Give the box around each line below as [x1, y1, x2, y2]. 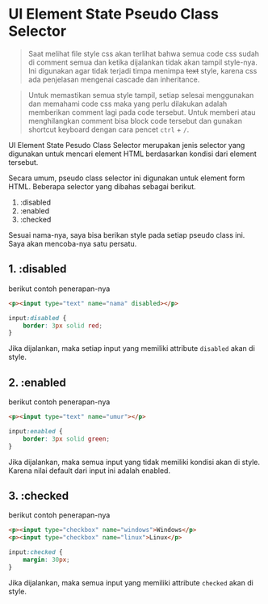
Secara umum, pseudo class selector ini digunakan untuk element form [8, 173, 245, 183]
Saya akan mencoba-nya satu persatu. [8, 239, 137, 248]
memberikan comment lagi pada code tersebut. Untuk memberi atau [27, 107, 256, 117]
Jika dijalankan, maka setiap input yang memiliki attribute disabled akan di [8, 344, 256, 353]
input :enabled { [8, 427, 63, 435]
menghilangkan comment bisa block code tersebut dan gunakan [27, 116, 242, 125]
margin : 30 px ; [23, 555, 70, 564]
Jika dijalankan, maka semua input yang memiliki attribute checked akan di [8, 577, 254, 587]
